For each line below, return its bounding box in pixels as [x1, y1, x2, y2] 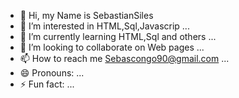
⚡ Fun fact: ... [19, 78, 75, 90]
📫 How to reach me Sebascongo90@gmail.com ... [19, 53, 230, 64]
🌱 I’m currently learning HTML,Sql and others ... [19, 31, 217, 42]
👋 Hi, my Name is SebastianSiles [19, 10, 154, 21]
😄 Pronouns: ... [19, 67, 85, 79]
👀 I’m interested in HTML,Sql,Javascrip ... [19, 20, 190, 32]
